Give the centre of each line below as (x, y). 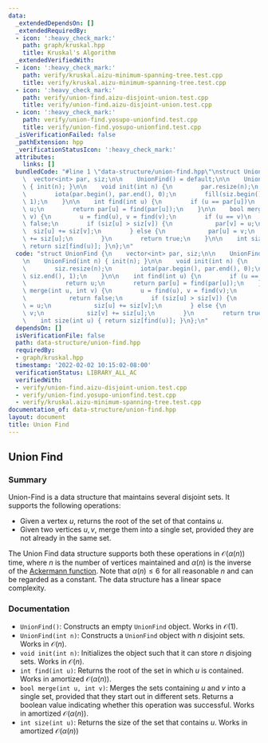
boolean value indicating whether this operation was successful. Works (137, 705)
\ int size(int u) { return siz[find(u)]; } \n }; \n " (116, 321)
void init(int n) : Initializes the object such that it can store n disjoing (136, 653)
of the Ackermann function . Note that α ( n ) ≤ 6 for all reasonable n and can (131, 571)
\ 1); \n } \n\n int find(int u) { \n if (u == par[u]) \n (139, 202)
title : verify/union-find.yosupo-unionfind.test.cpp (112, 127)
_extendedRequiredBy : (51, 30)
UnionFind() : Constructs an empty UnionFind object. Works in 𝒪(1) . (129, 626)
